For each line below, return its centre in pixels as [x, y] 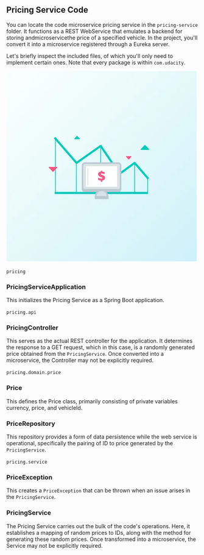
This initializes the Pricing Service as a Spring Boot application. [85, 300]
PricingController [33, 328]
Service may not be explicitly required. [55, 545]
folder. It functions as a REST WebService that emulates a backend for [94, 31]
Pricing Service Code [47, 10]
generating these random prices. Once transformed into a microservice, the [101, 539]
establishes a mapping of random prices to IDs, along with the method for [99, 532]
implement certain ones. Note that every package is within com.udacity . [96, 62]
